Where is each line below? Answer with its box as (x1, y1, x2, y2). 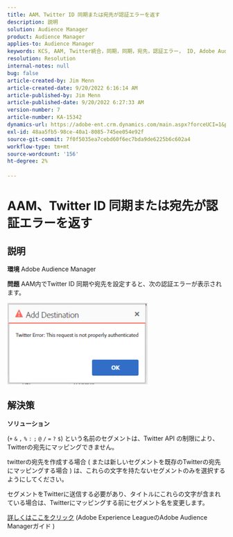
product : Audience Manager (7, 33, 85, 40)
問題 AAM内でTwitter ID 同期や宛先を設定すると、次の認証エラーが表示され (7, 280, 222, 288)
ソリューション (7, 419, 50, 427)
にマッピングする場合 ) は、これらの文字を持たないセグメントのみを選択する (7, 466, 225, 474)
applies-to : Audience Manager (7, 40, 95, 48)
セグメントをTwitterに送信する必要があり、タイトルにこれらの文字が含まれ (7, 490, 221, 498)
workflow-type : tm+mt (7, 143, 70, 150)
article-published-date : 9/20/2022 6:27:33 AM (7, 99, 144, 106)
